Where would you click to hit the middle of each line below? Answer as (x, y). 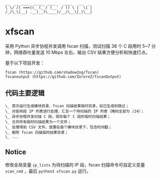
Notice (16, 152)
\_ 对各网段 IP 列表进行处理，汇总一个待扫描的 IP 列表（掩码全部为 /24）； (75, 111)
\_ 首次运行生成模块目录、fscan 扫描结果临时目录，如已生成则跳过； (67, 106)
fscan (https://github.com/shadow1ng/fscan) (52, 72)
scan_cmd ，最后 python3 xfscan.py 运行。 (48, 171)
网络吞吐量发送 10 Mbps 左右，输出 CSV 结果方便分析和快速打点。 (82, 52)
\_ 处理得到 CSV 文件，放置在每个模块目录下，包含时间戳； (59, 127)
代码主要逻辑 (25, 93)
